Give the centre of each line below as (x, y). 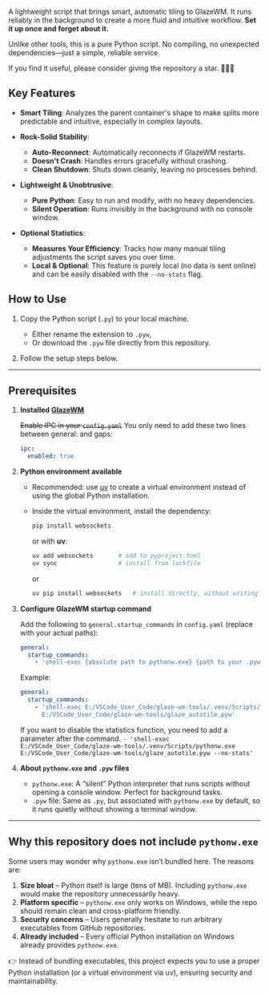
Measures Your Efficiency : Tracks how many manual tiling (128, 248)
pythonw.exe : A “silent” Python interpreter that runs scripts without (141, 783)
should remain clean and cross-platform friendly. (100, 911)
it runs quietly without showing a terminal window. (114, 809)
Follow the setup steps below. (69, 358)
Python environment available (71, 471)
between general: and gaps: (66, 434)
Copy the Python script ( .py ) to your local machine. (104, 318)
